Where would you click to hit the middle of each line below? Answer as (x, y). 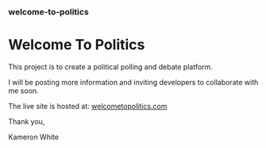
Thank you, (27, 121)
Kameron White (34, 137)
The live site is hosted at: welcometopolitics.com (88, 106)
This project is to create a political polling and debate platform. (110, 67)
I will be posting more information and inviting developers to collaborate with (133, 82)
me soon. (23, 91)
